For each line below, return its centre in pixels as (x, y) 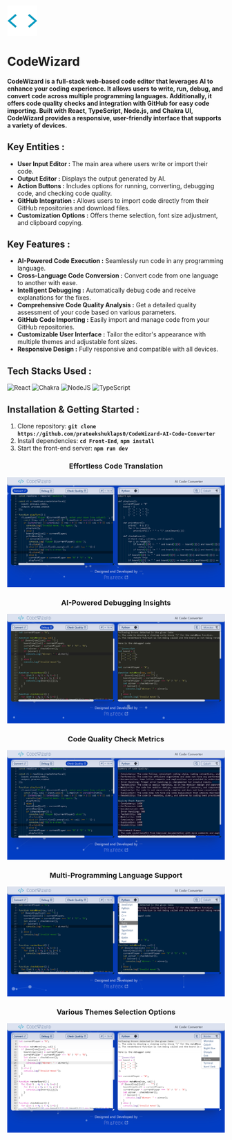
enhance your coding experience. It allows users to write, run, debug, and (115, 89)
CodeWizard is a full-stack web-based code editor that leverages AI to (110, 81)
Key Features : (39, 244)
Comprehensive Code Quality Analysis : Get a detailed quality (107, 305)
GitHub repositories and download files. (74, 208)
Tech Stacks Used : (49, 371)
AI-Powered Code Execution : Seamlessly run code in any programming (120, 261)
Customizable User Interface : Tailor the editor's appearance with (111, 334)
